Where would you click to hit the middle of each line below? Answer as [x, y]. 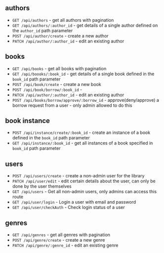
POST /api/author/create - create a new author [60, 36]
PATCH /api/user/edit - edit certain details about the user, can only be [84, 181]
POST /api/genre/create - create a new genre [59, 240]
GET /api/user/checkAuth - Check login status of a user [68, 208]
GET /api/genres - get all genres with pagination [61, 235]
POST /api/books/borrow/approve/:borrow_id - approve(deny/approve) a [86, 100]
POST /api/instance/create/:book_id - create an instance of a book [81, 132]
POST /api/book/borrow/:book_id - [47, 89]
